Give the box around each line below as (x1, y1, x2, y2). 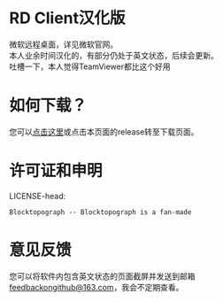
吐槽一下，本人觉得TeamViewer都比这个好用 (9, 61, 171, 72)
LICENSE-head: (9, 190, 66, 201)
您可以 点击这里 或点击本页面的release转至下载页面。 (9, 126, 199, 137)
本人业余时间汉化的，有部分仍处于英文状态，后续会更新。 (9, 50, 219, 60)
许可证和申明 (9, 161, 104, 181)
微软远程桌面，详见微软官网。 (9, 39, 118, 50)
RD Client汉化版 (9, 8, 126, 28)
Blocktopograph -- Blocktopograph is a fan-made (9, 207, 192, 217)
